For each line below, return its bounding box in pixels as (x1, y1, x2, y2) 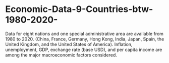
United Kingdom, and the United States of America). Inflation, (5, 41, 133, 47)
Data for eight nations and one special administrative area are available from (5, 30, 164, 36)
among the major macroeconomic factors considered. (5, 51, 117, 58)
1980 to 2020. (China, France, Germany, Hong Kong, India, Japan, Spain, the (5, 36, 164, 42)
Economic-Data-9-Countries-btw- (5, 3, 153, 15)
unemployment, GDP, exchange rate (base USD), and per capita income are (5, 46, 162, 52)
